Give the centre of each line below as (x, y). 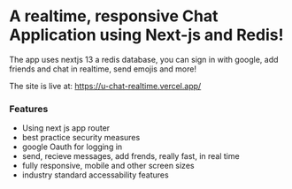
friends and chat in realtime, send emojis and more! (103, 69)
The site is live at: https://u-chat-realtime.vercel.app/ (105, 86)
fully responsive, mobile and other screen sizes (108, 166)
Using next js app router (66, 128)
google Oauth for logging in (72, 147)
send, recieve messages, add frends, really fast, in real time (131, 156)
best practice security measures (81, 138)
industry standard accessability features (96, 175)
